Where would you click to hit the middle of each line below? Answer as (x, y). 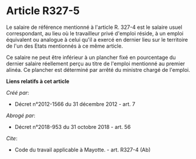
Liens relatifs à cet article (38, 81)
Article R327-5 (43, 11)
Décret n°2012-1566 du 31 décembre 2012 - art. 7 (75, 104)
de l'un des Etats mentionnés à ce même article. (65, 46)
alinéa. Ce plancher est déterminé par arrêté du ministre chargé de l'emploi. (98, 69)
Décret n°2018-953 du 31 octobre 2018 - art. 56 (73, 127)
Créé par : (18, 92)
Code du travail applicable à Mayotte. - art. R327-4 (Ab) (83, 150)
